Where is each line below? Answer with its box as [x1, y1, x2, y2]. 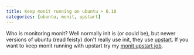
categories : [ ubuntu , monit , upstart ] [6, 14, 101, 20]
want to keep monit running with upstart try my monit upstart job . [6, 42, 164, 49]
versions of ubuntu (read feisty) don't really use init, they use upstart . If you [6, 36, 189, 43]
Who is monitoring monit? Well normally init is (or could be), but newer [6, 30, 176, 36]
